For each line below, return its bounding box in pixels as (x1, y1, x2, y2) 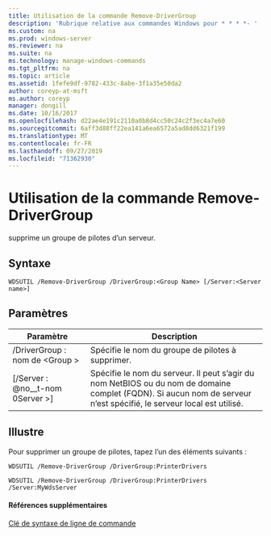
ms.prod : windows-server (8, 34, 92, 43)
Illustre (8, 425, 44, 439)
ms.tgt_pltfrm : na (8, 65, 70, 73)
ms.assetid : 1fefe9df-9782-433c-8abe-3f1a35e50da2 (8, 79, 182, 87)
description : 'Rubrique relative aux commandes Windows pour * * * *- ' (8, 19, 258, 27)
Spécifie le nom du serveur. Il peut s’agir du (90, 367, 255, 379)
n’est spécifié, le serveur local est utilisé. (90, 397, 244, 408)
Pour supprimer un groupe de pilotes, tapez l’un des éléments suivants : (8, 446, 248, 456)
